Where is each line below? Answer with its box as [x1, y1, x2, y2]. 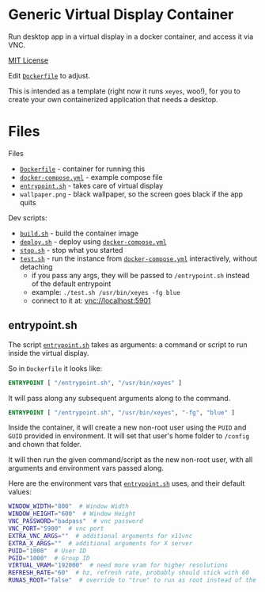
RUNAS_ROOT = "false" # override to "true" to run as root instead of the [8, 576, 257, 584]
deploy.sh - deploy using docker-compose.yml [19, 236, 167, 246]
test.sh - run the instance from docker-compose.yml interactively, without [19, 254, 258, 263]
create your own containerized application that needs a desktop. [8, 94, 219, 104]
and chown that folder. [8, 440, 81, 449]
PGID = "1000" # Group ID [8, 554, 90, 562]
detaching [19, 262, 53, 271]
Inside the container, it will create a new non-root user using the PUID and [8, 422, 247, 433]
